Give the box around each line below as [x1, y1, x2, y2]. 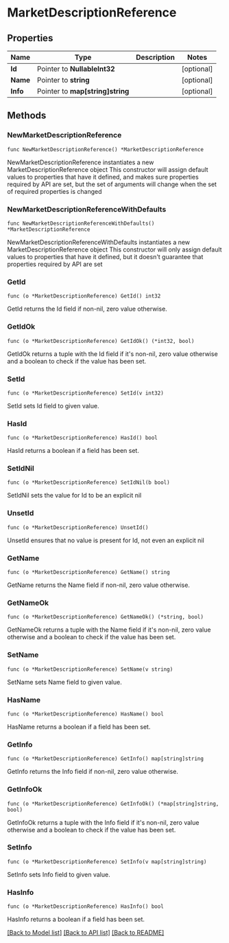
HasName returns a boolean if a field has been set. [7, 722, 151, 731]
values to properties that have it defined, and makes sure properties [7, 173, 199, 181]
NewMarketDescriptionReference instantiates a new [7, 158, 154, 166]
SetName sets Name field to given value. [7, 678, 122, 686]
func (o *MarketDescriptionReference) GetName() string [7, 569, 170, 576]
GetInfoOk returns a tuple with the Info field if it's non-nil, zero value [7, 818, 200, 826]
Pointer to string [36, 76, 91, 85]
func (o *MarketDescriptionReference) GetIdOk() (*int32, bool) [7, 337, 195, 344]
